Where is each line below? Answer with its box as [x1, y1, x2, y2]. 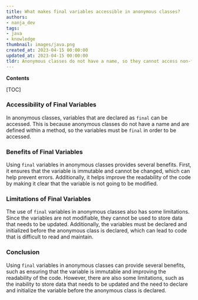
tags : [6, 25, 19, 31]
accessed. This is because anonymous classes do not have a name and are [6, 120, 190, 127]
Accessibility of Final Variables [6, 101, 97, 109]
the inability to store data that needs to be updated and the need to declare [6, 280, 189, 288]
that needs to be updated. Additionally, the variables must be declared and [6, 221, 187, 228]
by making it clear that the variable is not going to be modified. [6, 180, 158, 187]
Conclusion [6, 248, 40, 256]
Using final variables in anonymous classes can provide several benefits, [6, 262, 186, 269]
